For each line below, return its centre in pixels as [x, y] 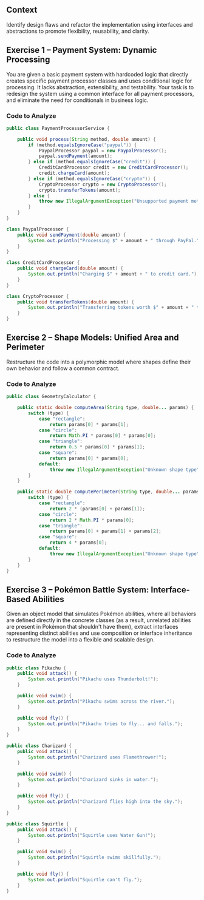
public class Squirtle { [38, 824]
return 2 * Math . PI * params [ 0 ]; [92, 520]
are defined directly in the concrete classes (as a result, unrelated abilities [99, 620]
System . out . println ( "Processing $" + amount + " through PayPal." [114, 240]
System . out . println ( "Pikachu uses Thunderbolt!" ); [93, 679]
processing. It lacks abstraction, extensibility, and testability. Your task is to [100, 87]
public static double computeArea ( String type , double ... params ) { [106, 408]
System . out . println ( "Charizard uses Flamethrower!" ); [97, 757]
